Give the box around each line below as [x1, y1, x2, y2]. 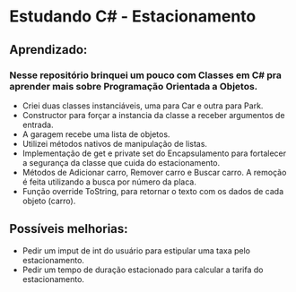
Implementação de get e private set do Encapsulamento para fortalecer [22, 148, 287, 159]
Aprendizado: [9, 42, 88, 57]
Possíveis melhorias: [9, 221, 128, 236]
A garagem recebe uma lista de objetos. [22, 128, 170, 140]
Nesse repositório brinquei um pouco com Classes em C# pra [9, 69, 283, 82]
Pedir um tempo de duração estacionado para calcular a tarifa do [22, 264, 264, 275]
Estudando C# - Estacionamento [9, 6, 257, 27]
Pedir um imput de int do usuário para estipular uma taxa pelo [22, 245, 251, 256]
